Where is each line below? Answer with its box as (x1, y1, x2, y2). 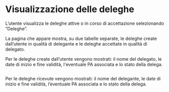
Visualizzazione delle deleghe (5, 4, 134, 15)
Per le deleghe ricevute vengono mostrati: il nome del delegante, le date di (5, 75, 161, 81)
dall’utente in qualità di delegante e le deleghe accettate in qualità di (5, 40, 147, 47)
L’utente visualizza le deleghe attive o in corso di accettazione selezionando (5, 20, 164, 26)
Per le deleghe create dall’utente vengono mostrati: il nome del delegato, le (5, 56, 162, 62)
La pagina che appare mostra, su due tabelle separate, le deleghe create (5, 35, 157, 41)
